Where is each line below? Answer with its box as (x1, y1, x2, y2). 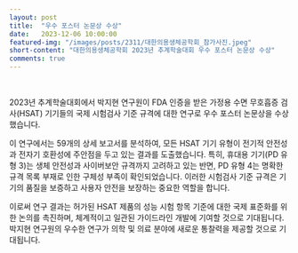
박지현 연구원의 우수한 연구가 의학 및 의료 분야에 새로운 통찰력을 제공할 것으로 (9, 224, 278, 233)
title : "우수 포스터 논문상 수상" (9, 21, 123, 30)
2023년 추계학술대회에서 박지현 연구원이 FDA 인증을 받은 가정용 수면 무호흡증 (9, 97, 278, 107)
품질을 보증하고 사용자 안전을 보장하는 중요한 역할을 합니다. (25, 183, 230, 193)
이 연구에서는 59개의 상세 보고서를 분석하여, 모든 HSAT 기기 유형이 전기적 (9, 138, 264, 148)
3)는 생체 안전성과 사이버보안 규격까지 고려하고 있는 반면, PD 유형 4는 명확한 (18, 161, 284, 170)
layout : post (9, 12, 58, 22)
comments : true (9, 54, 66, 63)
